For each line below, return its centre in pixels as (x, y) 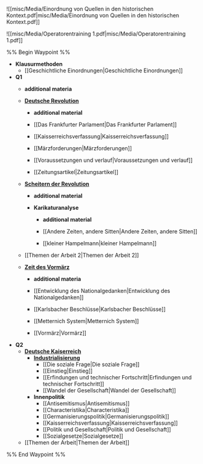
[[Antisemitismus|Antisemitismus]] (86, 403)
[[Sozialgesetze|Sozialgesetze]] (83, 436)
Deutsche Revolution (52, 101)
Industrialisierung (57, 358)
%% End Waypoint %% (36, 454)
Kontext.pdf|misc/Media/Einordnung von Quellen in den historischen (93, 15)
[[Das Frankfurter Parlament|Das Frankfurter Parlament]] (105, 124)
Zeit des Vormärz (47, 267)
